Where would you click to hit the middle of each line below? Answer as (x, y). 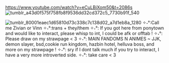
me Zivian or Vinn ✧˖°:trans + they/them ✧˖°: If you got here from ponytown (85, 28)
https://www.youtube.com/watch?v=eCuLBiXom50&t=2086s (69, 7)
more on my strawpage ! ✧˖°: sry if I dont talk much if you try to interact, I (82, 50)
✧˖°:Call (151, 23)
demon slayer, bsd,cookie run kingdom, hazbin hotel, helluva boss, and (80, 44)
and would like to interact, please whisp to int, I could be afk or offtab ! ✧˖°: (84, 33)
